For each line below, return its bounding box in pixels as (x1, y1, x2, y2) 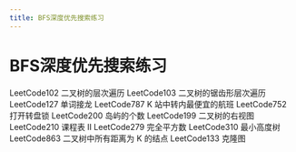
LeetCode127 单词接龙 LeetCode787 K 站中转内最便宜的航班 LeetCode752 (9, 98, 288, 109)
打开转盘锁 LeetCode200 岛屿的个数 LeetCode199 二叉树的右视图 (9, 110, 254, 121)
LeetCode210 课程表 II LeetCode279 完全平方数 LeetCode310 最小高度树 (9, 121, 281, 132)
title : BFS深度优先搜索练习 (9, 13, 104, 23)
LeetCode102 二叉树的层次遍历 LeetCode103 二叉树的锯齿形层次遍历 (9, 87, 266, 98)
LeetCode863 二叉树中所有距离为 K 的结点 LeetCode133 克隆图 (9, 133, 246, 144)
